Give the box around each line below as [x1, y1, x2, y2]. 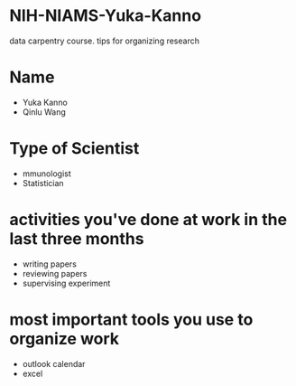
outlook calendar [22, 358, 86, 369]
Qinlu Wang [22, 106, 66, 118]
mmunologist [22, 168, 71, 179]
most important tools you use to [9, 309, 254, 330]
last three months [9, 229, 144, 249]
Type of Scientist [9, 138, 140, 159]
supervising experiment [22, 278, 111, 288]
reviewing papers [22, 268, 88, 278]
